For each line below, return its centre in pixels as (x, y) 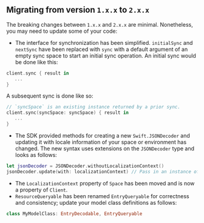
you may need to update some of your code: (62, 31)
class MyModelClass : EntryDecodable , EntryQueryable (74, 214)
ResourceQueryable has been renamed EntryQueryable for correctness (102, 196)
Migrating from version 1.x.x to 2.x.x (78, 10)
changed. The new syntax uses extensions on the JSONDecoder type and (105, 148)
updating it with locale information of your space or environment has (101, 142)
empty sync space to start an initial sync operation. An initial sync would (105, 55)
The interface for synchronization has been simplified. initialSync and (104, 42)
